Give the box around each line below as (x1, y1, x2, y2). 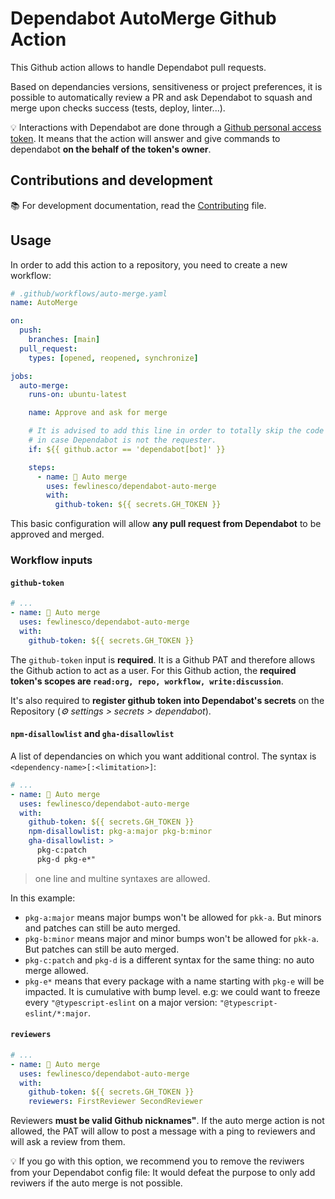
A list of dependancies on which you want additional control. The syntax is (10, 750, 317, 762)
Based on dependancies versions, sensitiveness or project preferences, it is (10, 80, 323, 92)
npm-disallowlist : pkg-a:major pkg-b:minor (28, 827, 213, 837)
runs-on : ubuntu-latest (28, 390, 128, 400)
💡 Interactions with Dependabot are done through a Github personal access (10, 121, 322, 133)
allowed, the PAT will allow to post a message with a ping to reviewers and (10, 1125, 316, 1137)
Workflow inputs (10, 553, 93, 567)
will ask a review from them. (10, 1136, 126, 1148)
